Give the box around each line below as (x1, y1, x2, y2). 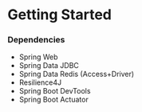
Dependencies (7, 34, 65, 46)
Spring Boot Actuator (18, 94, 89, 105)
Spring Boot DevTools (18, 86, 91, 96)
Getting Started (7, 6, 112, 24)
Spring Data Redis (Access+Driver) (18, 70, 135, 79)
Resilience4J (18, 78, 61, 87)
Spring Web (18, 52, 58, 62)
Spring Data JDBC (18, 61, 79, 70)
